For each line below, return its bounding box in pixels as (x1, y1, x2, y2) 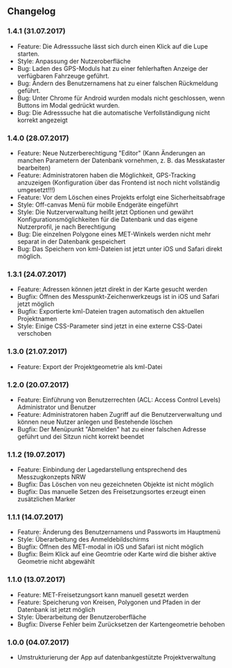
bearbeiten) (17, 163, 51, 172)
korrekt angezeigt (17, 116, 68, 124)
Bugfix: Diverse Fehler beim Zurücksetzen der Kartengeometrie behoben (17, 620, 225, 628)
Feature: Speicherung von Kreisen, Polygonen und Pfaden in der (17, 598, 201, 606)
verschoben (17, 329, 52, 338)
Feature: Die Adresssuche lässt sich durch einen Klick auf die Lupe (17, 42, 208, 51)
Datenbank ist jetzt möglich (17, 605, 96, 613)
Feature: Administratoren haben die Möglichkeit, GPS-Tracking (17, 171, 196, 179)
